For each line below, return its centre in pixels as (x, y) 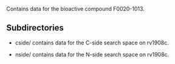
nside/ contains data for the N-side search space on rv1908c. (92, 54)
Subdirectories (35, 28)
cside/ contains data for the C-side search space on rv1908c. (92, 43)
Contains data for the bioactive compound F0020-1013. (75, 9)
